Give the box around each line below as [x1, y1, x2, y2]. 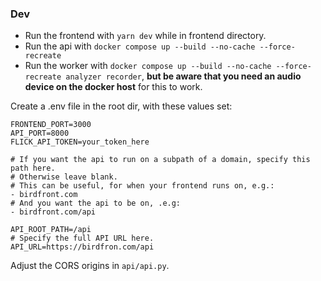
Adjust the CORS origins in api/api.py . [10, 260, 170, 272]
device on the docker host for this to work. [24, 81, 203, 93]
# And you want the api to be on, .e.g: [10, 198, 182, 209]
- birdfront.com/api [10, 207, 97, 217]
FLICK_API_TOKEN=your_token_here [10, 137, 150, 147]
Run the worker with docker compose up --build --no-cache [24, 60, 272, 72]
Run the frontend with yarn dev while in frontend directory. [24, 30, 267, 42]
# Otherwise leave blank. [10, 172, 118, 182]
